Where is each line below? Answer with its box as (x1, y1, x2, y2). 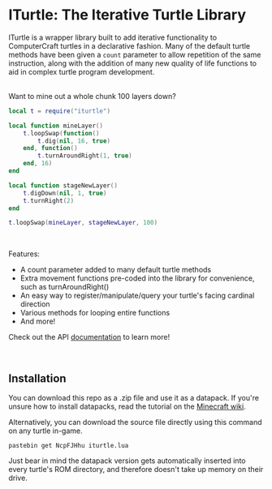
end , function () (23, 144, 79, 152)
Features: (8, 249, 41, 259)
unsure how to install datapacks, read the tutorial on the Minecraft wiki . (8, 401, 246, 411)
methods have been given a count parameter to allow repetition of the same (8, 49, 261, 59)
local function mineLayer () (8, 122, 104, 130)
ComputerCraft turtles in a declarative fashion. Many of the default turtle (8, 41, 250, 50)
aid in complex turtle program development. (8, 66, 155, 76)
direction (19, 299, 50, 309)
